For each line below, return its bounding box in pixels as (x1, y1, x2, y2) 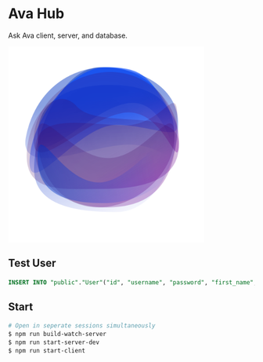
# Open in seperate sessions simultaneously (8, 322, 156, 330)
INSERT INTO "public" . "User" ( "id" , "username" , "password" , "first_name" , (8, 278, 258, 287)
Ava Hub (8, 5, 65, 23)
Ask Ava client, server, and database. (8, 31, 128, 40)
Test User (8, 257, 56, 270)
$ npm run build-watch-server (8, 331, 107, 338)
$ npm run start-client (8, 347, 86, 355)
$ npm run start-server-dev (8, 338, 100, 346)
